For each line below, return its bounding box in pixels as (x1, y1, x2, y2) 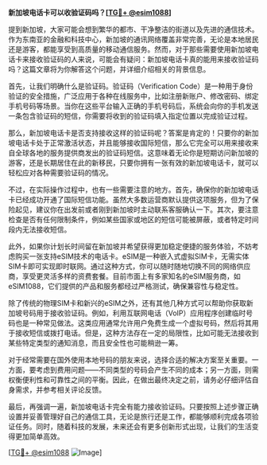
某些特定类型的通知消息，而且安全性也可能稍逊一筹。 (8, 338, 183, 347)
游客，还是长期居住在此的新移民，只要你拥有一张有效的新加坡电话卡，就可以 (8, 158, 259, 167)
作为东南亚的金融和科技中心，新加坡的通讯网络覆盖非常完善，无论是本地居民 (8, 35, 259, 44)
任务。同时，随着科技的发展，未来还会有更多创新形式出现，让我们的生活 (14, 422, 252, 431)
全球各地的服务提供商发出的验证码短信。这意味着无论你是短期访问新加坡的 (14, 148, 259, 158)
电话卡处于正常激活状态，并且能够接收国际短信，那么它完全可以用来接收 (14, 139, 252, 147)
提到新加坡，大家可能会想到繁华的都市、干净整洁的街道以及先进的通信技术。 (8, 25, 259, 34)
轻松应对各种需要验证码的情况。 (8, 168, 113, 178)
